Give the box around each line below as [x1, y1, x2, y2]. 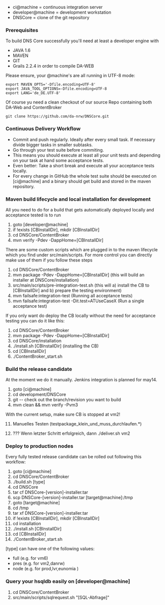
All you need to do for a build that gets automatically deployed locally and [5, 207, 154, 212]
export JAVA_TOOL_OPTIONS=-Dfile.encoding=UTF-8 [5, 86, 107, 91]
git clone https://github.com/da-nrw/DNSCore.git [5, 114, 110, 119]
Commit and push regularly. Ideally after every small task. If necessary [12, 136, 156, 142]
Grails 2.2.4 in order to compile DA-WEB [12, 63, 94, 69]
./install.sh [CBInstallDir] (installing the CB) [12, 343, 99, 349]
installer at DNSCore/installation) [12, 277, 79, 283]
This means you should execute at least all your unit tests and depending [12, 152, 161, 158]
